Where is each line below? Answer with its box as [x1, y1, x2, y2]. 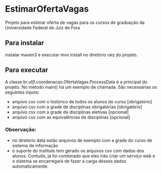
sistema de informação [12, 142, 58, 148]
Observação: [5, 126, 36, 133]
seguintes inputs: [5, 89, 40, 95]
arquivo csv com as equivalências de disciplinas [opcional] [12, 114, 130, 120]
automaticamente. [12, 163, 49, 169]
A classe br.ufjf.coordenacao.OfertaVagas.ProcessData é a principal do [5, 79, 147, 85]
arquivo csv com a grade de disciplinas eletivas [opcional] [12, 109, 129, 115]
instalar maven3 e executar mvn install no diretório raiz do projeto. [5, 52, 138, 58]
